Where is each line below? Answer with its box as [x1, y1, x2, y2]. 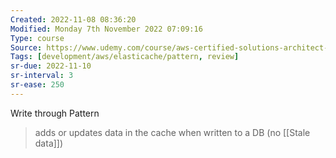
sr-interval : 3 [10, 71, 74, 81]
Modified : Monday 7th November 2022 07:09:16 [10, 24, 203, 34]
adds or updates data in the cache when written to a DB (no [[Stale [34, 126, 311, 138]
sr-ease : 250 [10, 80, 65, 90]
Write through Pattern [10, 107, 100, 119]
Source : [10, 42, 43, 53]
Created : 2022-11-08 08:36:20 [10, 14, 137, 25]
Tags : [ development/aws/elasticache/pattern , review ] [10, 52, 240, 62]
